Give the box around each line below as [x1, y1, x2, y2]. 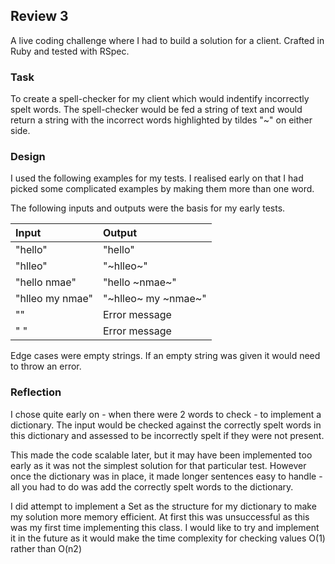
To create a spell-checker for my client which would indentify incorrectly [10, 93, 310, 105]
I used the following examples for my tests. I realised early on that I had [10, 172, 304, 184]
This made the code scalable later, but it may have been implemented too [10, 449, 313, 461]
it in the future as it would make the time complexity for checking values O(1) [10, 532, 326, 544]
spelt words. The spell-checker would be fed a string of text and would [10, 104, 303, 116]
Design [10, 150, 46, 164]
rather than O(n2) [10, 542, 83, 554]
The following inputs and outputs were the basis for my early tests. [10, 202, 286, 214]
